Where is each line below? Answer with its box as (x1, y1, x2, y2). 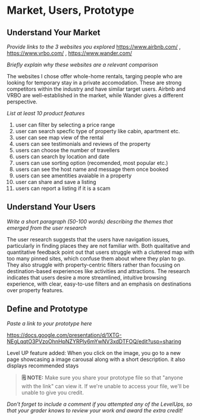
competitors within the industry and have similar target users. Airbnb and (7, 85, 186, 93)
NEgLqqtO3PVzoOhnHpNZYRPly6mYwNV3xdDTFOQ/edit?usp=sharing (7, 338, 182, 345)
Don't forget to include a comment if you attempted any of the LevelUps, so (7, 400, 193, 407)
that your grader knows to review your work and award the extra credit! (7, 407, 183, 414)
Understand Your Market (7, 27, 101, 38)
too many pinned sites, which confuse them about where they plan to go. (7, 255, 186, 262)
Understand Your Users (7, 202, 96, 212)
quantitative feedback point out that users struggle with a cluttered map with (7, 249, 195, 256)
